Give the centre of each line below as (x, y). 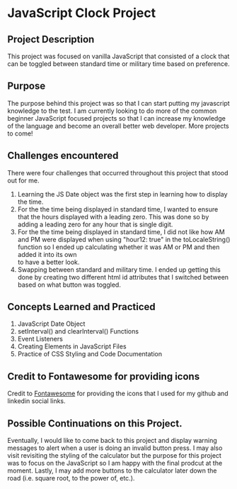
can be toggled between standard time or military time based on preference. (118, 64)
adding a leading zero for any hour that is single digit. (95, 224)
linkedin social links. (36, 401)
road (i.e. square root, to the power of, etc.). (71, 478)
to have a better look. (48, 262)
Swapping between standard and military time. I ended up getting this (119, 269)
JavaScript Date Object (51, 324)
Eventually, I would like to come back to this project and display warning (112, 441)
